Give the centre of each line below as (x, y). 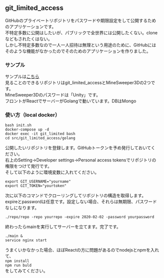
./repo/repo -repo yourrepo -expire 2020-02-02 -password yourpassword (80, 217)
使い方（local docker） (33, 115)
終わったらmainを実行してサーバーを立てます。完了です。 (63, 227)
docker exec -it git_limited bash (40, 134)
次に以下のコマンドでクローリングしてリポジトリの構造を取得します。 (76, 196)
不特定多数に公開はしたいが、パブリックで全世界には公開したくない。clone (81, 33)
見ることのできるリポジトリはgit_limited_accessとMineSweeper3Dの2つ (78, 83)
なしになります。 (22, 208)
